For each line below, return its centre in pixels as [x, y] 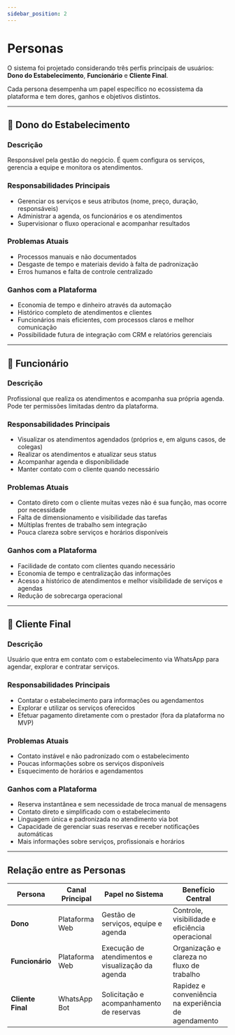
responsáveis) [38, 208]
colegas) [30, 447]
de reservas [121, 1012]
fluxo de [186, 966]
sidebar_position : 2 [37, 14]
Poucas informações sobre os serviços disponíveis [91, 763]
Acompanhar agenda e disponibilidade [73, 462]
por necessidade [42, 510]
